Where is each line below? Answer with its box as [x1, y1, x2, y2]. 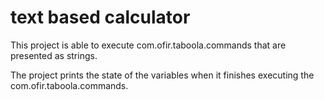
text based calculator [10, 6, 191, 29]
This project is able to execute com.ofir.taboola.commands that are [10, 39, 287, 51]
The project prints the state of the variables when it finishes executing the [10, 69, 315, 81]
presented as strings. [10, 49, 98, 61]
